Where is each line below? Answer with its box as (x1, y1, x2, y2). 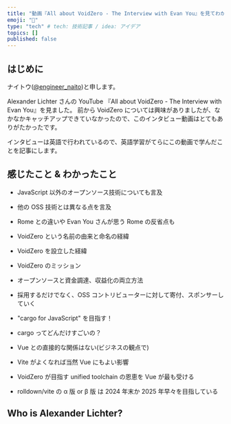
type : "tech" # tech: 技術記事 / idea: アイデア (7, 23, 141, 30)
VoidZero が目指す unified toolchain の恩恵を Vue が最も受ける (16, 372, 195, 381)
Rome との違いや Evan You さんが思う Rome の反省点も (16, 217, 175, 225)
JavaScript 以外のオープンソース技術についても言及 (16, 188, 163, 196)
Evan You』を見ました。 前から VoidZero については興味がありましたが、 (7, 105, 214, 114)
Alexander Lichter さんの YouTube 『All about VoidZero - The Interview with (7, 97, 222, 105)
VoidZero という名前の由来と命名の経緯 (16, 232, 129, 240)
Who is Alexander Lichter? (7, 407, 123, 419)
